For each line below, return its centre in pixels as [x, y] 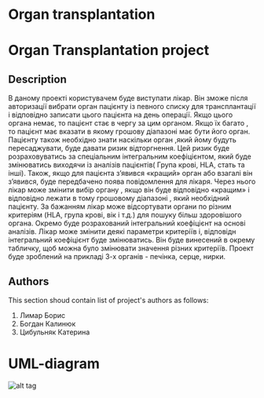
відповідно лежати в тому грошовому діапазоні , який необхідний [119, 199]
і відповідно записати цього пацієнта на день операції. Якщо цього [121, 115]
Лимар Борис [42, 315]
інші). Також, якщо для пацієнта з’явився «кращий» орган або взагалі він [130, 173]
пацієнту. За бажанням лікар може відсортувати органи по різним [120, 206]
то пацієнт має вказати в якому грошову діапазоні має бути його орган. [129, 132]
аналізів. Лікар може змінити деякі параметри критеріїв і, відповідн [122, 232]
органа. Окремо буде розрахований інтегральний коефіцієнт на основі [127, 223]
